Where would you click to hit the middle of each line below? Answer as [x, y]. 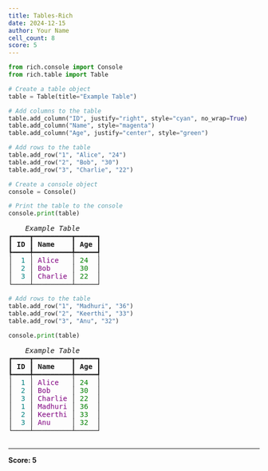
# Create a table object [49, 89]
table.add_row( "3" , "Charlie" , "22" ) [71, 170]
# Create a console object [53, 184]
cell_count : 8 [32, 38]
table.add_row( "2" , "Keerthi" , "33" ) [71, 313]
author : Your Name [39, 30]
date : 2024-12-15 [37, 23]
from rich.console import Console [66, 67]
